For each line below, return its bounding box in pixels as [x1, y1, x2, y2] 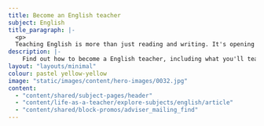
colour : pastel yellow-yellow [8, 70, 108, 77]
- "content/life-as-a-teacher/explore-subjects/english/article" [15, 99, 234, 106]
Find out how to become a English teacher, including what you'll [22, 56, 244, 63]
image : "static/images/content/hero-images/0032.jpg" [8, 77, 189, 85]
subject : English [8, 19, 65, 27]
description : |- [8, 48, 61, 56]
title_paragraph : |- [8, 26, 76, 34]
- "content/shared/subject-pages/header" [15, 92, 153, 99]
